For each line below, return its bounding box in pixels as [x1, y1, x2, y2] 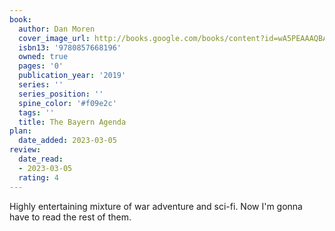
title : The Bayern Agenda [18, 117, 127, 127]
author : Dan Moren [18, 24, 96, 34]
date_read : [18, 154, 64, 164]
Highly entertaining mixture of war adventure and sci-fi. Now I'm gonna [9, 200, 303, 212]
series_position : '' [18, 89, 104, 99]
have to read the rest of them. [9, 211, 132, 223]
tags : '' [18, 107, 55, 118]
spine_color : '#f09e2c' [18, 98, 117, 108]
